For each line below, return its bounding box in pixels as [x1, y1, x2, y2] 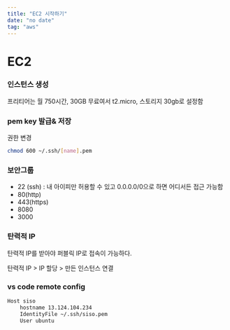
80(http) [17, 191, 42, 199]
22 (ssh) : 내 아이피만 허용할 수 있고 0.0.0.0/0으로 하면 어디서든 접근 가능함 [17, 183, 224, 191]
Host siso [7, 297, 36, 305]
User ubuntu [20, 317, 55, 324]
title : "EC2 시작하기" [7, 10, 68, 18]
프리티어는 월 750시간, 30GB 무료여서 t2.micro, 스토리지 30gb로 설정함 [7, 97, 204, 105]
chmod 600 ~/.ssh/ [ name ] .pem [7, 148, 92, 155]
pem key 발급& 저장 [7, 116, 72, 126]
